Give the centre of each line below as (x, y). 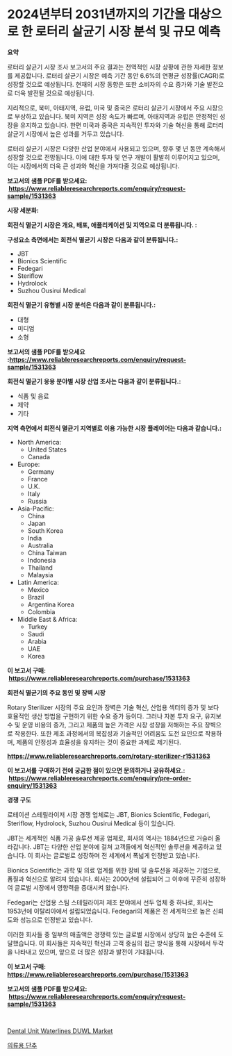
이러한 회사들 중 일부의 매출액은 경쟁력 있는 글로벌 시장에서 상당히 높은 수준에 (112, 934)
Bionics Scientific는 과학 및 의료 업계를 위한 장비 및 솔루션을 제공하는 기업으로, (114, 870)
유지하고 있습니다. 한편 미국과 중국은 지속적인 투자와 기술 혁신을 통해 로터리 (122, 125)
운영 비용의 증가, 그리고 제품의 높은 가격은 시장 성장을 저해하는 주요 (113, 725)
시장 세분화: (23, 210)
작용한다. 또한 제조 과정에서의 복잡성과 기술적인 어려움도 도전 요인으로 (109, 733)
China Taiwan (47, 552)
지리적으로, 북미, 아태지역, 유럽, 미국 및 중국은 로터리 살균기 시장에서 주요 (106, 108)
